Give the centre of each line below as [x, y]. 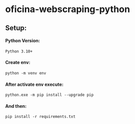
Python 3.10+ [19, 51]
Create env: [18, 63]
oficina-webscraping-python [68, 9]
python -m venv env [26, 73]
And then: [16, 106]
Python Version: [23, 41]
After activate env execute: [34, 84]
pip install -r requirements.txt [40, 117]
